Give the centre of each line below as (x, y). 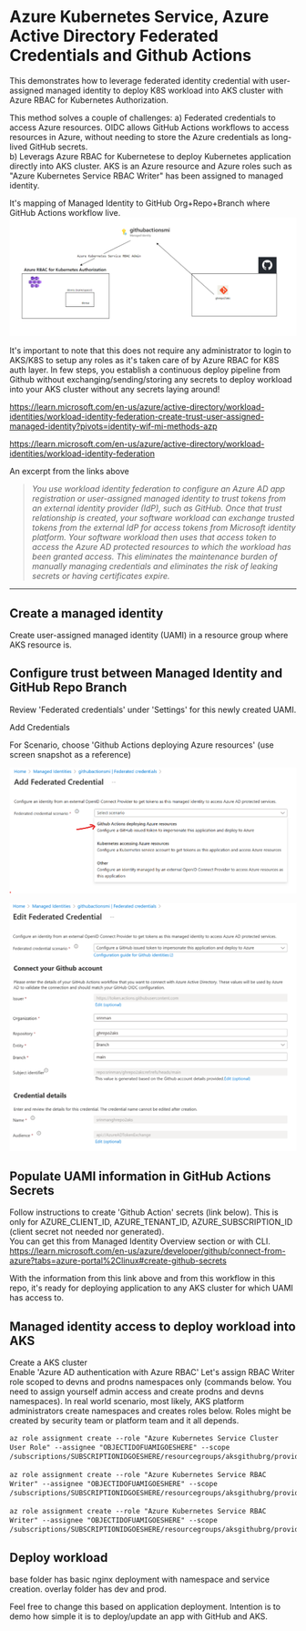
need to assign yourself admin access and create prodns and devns (137, 1391)
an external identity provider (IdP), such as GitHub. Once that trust (157, 508)
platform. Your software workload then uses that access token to (154, 537)
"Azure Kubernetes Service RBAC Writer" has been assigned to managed (147, 176)
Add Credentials (40, 727)
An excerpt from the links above (69, 472)
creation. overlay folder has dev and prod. (88, 1589)
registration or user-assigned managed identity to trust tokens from (159, 499)
